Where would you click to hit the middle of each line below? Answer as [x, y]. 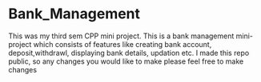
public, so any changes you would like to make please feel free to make [126, 61]
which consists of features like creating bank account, [122, 44]
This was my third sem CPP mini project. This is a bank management [121, 36]
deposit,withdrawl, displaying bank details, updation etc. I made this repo [129, 53]
